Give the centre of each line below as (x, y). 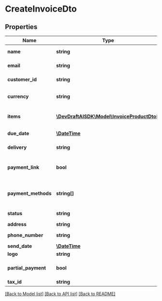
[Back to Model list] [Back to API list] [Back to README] (60, 294)
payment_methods (29, 193)
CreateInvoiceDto (41, 9)
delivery (17, 147)
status (15, 213)
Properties (21, 27)
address (17, 224)
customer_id (22, 79)
